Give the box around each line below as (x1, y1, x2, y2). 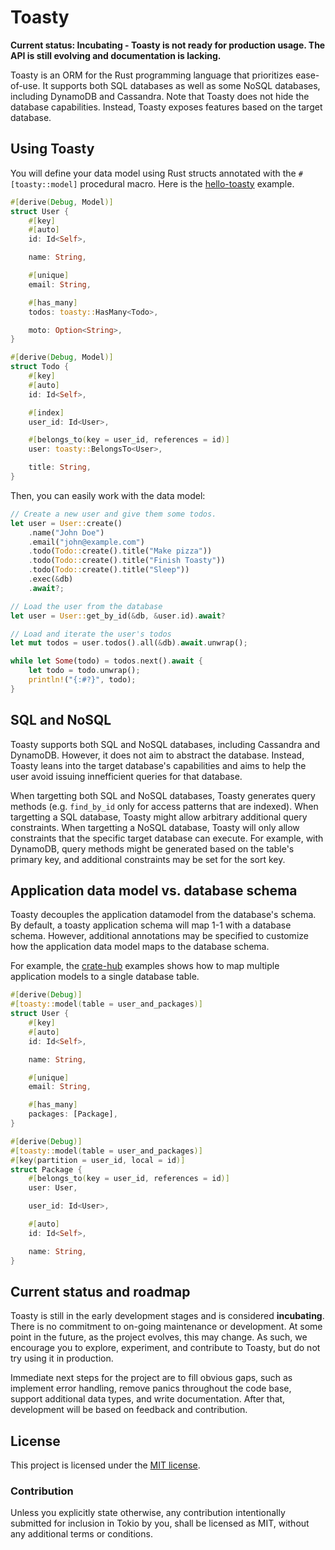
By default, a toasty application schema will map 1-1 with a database (10, 919, 292, 931)
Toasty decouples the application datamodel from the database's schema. (10, 909, 317, 921)
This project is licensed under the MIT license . (10, 1459, 201, 1471)
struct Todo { (10, 362, 70, 372)
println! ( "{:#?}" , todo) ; (28, 675, 137, 685)
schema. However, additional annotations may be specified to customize (10, 930, 309, 942)
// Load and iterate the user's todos (10, 629, 172, 639)
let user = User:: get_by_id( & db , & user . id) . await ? (10, 611, 226, 621)
